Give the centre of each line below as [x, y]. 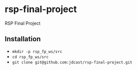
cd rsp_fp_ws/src [30, 57]
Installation [23, 39]
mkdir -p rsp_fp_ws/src [37, 51]
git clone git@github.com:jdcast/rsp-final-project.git [72, 62]
